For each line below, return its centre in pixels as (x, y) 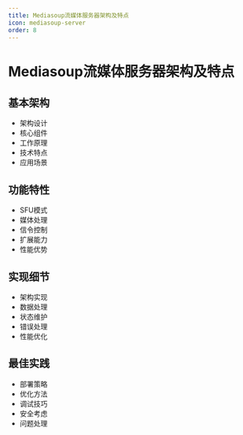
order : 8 (22, 30)
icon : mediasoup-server (47, 23)
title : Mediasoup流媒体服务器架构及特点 (69, 15)
